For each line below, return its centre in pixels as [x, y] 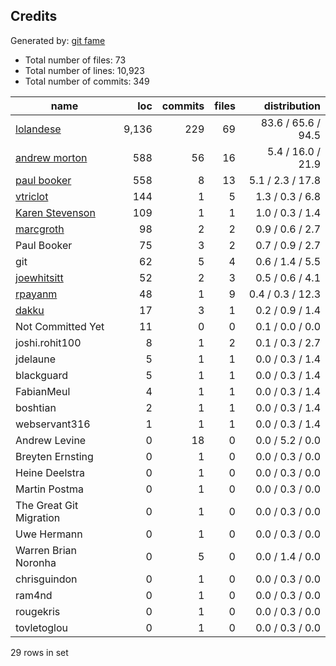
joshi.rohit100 [48, 342]
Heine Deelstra [50, 472]
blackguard [42, 375]
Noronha [36, 562]
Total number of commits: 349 [87, 81]
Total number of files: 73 [75, 60]
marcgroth [40, 229]
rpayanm [36, 294]
